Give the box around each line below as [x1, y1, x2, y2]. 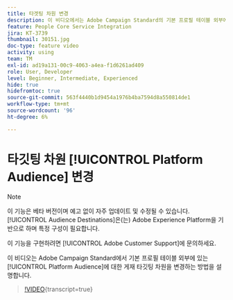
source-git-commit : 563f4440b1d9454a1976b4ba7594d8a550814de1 [7, 94, 191, 101]
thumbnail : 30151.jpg [7, 36, 70, 43]
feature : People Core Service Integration [7, 23, 132, 30]
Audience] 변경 [7, 169, 94, 185]
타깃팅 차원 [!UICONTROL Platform [7, 151, 203, 167]
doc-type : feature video [7, 42, 79, 49]
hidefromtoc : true [7, 87, 60, 94]
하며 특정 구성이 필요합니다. [25, 224, 100, 233]
